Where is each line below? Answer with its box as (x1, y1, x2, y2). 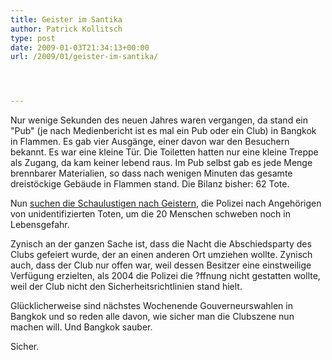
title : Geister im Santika (10, 14, 123, 25)
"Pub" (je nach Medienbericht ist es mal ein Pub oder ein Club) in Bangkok (10, 125, 317, 137)
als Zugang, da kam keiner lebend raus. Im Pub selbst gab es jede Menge (10, 157, 313, 169)
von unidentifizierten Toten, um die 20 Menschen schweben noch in (10, 208, 291, 220)
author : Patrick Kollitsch (10, 24, 123, 34)
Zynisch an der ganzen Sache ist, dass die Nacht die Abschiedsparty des (10, 238, 312, 250)
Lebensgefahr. (10, 219, 70, 231)
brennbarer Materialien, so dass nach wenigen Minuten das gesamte (10, 167, 293, 180)
